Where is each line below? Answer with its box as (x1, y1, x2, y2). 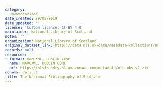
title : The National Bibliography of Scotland (5, 74, 101, 79)
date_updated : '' (5, 20, 40, 26)
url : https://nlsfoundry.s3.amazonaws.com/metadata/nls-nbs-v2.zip (9, 66, 149, 71)
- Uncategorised (5, 12, 38, 16)
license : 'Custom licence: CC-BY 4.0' (5, 25, 83, 30)
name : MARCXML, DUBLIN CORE (9, 61, 66, 66)
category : (5, 7, 25, 12)
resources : (5, 52, 27, 57)
